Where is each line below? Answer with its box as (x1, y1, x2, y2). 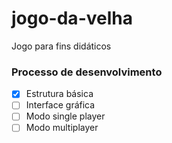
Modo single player (25, 110, 106, 122)
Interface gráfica (25, 99, 96, 111)
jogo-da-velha (11, 7, 133, 30)
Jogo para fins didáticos (11, 40, 112, 52)
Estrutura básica (25, 88, 94, 100)
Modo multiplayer (25, 122, 99, 134)
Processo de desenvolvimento (11, 65, 163, 79)
